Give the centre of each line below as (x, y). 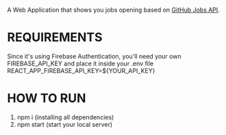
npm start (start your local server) (65, 124)
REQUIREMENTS (55, 37)
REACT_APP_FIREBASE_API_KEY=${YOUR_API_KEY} (81, 70)
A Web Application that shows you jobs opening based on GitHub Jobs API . (114, 10)
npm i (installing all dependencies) (65, 117)
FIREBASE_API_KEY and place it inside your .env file (80, 63)
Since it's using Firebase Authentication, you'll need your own (94, 56)
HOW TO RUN (47, 99)
